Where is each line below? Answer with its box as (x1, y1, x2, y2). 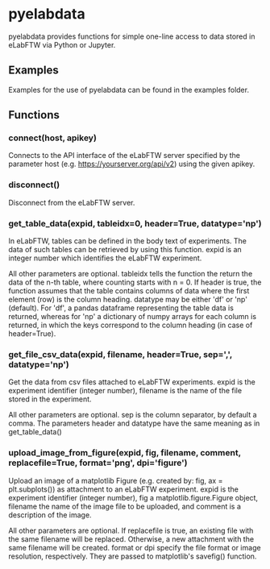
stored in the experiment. (8, 394, 92, 404)
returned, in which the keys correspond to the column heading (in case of (8, 320, 253, 330)
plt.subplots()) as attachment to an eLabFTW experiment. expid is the (8, 484, 239, 494)
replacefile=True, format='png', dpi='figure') (8, 457, 188, 468)
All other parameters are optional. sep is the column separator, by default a (8, 410, 257, 420)
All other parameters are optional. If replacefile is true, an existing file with (8, 525, 254, 535)
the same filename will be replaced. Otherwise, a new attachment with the (8, 534, 255, 544)
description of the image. (8, 509, 92, 520)
